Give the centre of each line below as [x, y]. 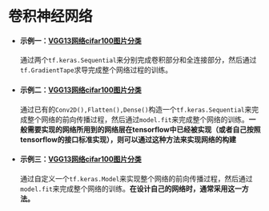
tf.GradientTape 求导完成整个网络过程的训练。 [96, 70]
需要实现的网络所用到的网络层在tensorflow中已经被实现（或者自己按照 [144, 129]
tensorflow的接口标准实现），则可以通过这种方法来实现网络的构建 [128, 139]
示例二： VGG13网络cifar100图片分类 [80, 90]
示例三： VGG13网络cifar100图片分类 [80, 159]
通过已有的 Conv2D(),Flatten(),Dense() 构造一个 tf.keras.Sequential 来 [136, 109]
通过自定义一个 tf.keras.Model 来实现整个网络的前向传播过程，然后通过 [137, 178]
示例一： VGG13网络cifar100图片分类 [80, 40]
